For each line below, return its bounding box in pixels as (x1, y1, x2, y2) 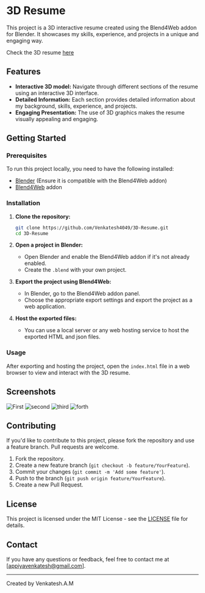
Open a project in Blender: (15, 241, 84, 248)
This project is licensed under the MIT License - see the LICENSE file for (6, 515, 188, 523)
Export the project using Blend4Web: (15, 278, 112, 285)
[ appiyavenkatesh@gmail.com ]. (6, 562, 86, 570)
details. (6, 521, 25, 529)
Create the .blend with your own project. (24, 266, 127, 274)
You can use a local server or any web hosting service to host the (24, 327, 189, 334)
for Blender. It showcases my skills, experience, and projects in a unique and (6, 30, 199, 37)
